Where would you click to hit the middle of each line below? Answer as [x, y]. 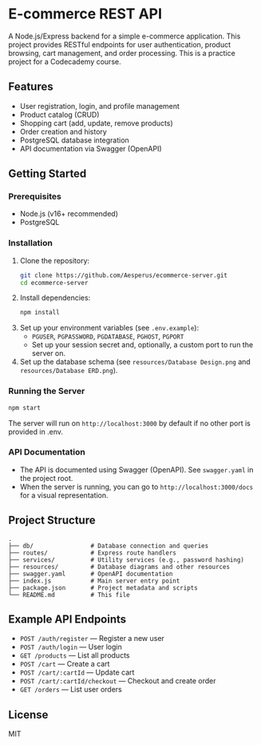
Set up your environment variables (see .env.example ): [109, 328]
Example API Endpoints [67, 620]
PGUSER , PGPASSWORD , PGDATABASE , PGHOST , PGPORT [108, 336]
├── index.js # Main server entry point [94, 581]
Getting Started [47, 174]
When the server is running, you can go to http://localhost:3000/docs [136, 487]
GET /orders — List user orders [71, 690]
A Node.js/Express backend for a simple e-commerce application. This [125, 36]
